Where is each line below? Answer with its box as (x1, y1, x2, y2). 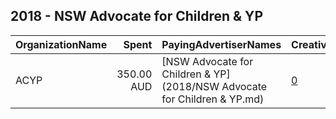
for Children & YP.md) (161, 92, 265, 106)
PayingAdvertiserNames (161, 37, 282, 51)
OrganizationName (15, 37, 108, 51)
